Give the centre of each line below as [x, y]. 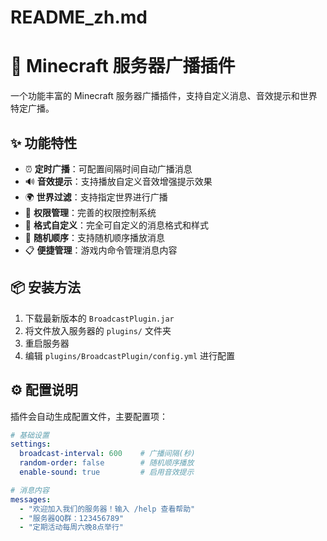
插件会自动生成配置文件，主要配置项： [89, 416]
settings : [31, 444]
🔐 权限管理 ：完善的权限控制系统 [90, 212]
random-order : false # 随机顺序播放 [107, 463]
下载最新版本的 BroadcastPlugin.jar [99, 318]
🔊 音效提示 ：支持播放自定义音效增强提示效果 [118, 181]
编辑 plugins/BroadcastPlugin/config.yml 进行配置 [130, 355]
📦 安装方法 [46, 287]
